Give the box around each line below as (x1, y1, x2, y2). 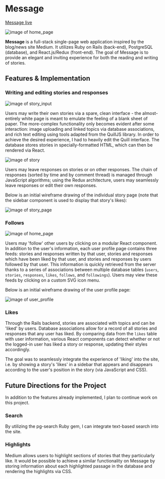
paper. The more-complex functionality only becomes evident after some (5, 120, 155, 127)
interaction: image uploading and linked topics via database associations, (5, 126, 155, 132)
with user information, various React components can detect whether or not (5, 336, 160, 342)
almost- (142, 110, 158, 116)
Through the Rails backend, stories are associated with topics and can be (5, 320, 155, 326)
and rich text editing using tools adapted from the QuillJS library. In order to (5, 131, 160, 137)
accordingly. (5, 347, 31, 353)
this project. (5, 400, 30, 406)
